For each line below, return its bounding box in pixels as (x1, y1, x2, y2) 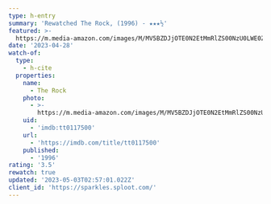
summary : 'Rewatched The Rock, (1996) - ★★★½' (8, 19, 168, 27)
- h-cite (23, 64, 52, 72)
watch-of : (8, 49, 42, 57)
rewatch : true (8, 169, 56, 177)
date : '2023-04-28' (8, 42, 74, 50)
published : (23, 146, 60, 154)
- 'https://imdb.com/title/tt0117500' (29, 138, 161, 147)
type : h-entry (8, 11, 56, 20)
